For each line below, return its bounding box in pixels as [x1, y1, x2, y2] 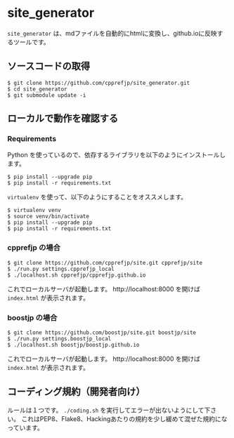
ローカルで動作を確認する [7, 112, 118, 124]
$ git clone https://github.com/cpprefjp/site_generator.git [7, 79, 190, 86]
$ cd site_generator [7, 86, 68, 93]
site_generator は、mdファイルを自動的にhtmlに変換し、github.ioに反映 [7, 29, 218, 37]
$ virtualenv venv [7, 207, 61, 214]
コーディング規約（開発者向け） [7, 386, 145, 398]
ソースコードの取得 [7, 60, 90, 72]
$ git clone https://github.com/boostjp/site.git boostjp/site [7, 329, 197, 336]
